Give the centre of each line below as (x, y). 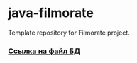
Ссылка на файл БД (44, 51)
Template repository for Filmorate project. (69, 33)
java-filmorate (51, 13)
